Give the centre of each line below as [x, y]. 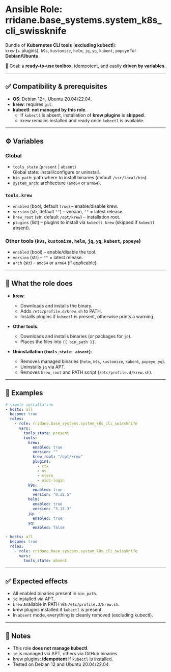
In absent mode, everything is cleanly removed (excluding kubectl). [83, 615]
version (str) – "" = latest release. [48, 258]
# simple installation [29, 405]
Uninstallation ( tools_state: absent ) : [52, 351]
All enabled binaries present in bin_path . [55, 594]
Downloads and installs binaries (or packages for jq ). [76, 336]
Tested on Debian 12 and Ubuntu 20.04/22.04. [61, 664]
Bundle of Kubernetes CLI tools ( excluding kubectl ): [61, 45]
